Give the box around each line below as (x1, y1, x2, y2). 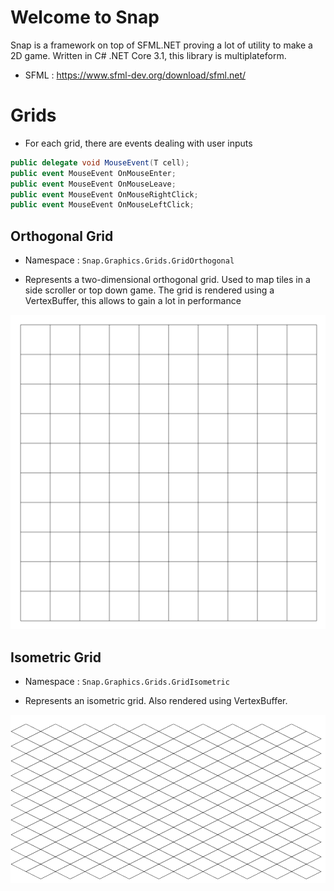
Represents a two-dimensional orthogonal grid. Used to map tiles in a (24, 274, 311, 286)
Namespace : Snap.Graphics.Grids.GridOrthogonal (24, 254, 235, 266)
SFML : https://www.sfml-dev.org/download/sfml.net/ (24, 69, 247, 81)
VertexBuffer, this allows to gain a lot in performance (24, 295, 242, 307)
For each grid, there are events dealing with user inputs (24, 137, 253, 149)
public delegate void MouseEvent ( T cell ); (10, 157, 190, 168)
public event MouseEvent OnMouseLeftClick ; (10, 200, 195, 210)
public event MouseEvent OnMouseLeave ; (10, 179, 177, 189)
